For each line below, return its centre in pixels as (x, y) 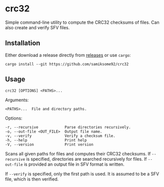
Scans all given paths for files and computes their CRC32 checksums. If (78, 153)
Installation (23, 43)
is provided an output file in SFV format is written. (74, 164)
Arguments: (17, 100)
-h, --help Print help (46, 140)
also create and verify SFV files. (37, 27)
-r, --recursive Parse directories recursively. (68, 127)
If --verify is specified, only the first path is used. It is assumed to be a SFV (82, 174)
